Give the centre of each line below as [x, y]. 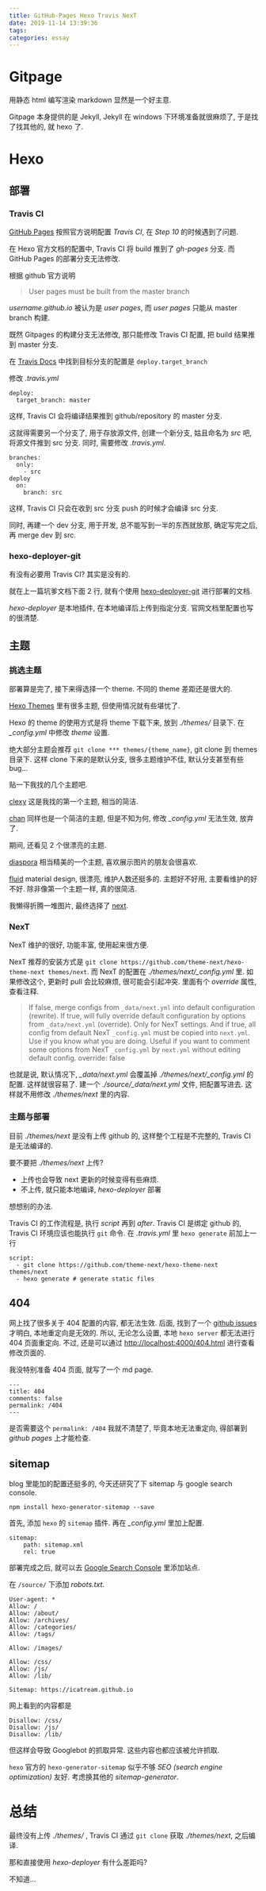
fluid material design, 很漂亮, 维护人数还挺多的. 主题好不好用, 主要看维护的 [130, 879]
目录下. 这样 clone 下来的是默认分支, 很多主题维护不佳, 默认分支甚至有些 [127, 760]
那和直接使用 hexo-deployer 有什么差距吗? [78, 1862]
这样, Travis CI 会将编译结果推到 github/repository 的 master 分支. [116, 416]
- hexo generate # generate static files [85, 1279]
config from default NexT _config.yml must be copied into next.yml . [139, 1033]
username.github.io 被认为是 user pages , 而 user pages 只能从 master [123, 308]
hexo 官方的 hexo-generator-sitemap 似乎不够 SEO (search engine [116, 1767]
